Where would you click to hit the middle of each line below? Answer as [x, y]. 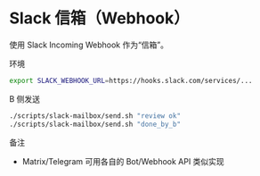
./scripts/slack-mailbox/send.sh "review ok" [95, 116]
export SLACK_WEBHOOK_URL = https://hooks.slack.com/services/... [131, 80]
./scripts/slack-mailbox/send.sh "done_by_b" [95, 124]
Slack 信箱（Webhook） [99, 18]
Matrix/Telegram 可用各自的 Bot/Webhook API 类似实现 [123, 161]
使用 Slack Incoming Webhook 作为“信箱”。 [89, 45]
